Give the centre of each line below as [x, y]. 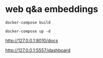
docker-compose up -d [28, 31]
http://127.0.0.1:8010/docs [32, 40]
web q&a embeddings [52, 9]
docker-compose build [28, 22]
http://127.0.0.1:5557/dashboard [38, 50]
